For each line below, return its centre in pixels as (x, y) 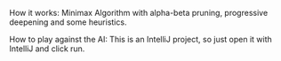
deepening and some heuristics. (68, 22)
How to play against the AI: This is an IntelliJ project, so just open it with (141, 39)
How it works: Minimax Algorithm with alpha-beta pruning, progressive (139, 13)
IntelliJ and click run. (47, 49)
